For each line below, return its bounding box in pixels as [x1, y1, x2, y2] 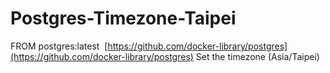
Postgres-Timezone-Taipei [10, 7, 237, 30]
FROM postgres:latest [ [10, 40, 108, 52]
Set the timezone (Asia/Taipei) [195, 50, 320, 62]
